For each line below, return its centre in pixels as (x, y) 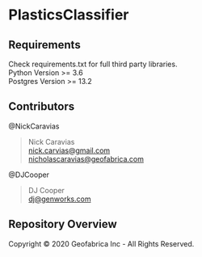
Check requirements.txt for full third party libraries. (93, 64)
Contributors (42, 107)
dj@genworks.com (59, 199)
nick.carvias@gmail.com (69, 150)
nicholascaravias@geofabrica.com (86, 158)
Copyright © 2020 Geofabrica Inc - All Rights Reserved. (101, 243)
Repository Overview (63, 224)
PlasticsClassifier (69, 15)
